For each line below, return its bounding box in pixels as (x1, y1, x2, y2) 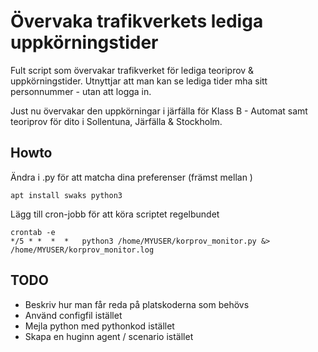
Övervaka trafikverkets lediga (10, 10, 264, 33)
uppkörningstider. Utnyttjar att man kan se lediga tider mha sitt (10, 75, 268, 87)
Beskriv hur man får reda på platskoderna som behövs (24, 298, 250, 310)
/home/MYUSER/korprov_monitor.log (10, 245, 155, 255)
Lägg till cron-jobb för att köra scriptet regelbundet (10, 208, 220, 220)
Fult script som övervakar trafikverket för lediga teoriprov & (10, 64, 255, 76)
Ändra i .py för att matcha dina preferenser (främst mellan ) (10, 171, 253, 183)
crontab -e (10, 227, 56, 237)
